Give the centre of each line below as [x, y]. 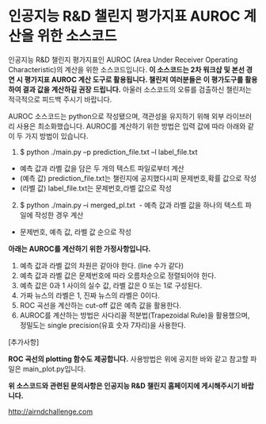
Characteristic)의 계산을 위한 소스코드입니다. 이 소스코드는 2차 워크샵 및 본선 [127, 69]
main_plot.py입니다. [54, 368]
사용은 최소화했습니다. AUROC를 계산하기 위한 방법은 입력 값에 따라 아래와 [131, 126]
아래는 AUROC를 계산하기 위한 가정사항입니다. [80, 249]
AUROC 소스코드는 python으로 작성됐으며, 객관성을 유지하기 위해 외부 [116, 116]
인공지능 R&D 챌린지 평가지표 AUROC [124, 16]
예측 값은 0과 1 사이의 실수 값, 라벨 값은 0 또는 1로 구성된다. [111, 285]
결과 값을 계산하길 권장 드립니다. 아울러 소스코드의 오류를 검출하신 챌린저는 [137, 89]
